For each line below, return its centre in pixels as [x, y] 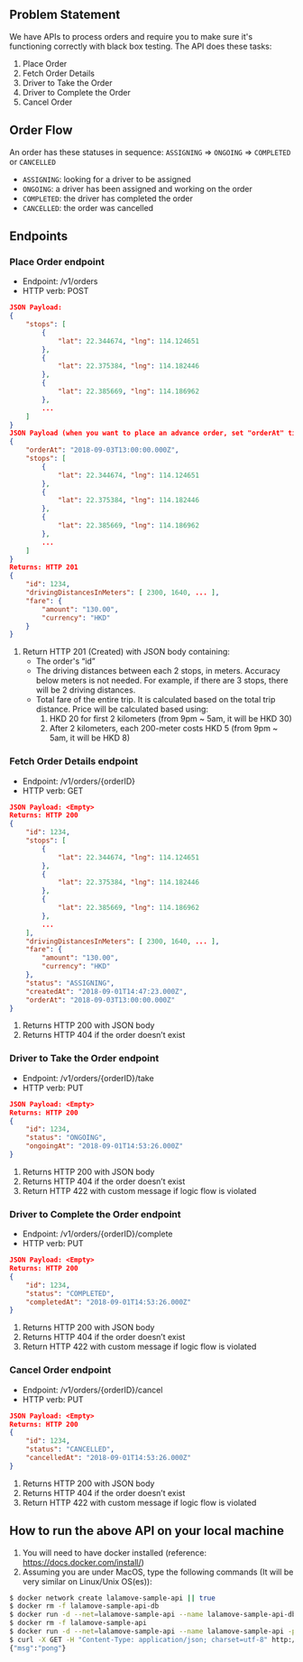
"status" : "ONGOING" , [66, 1138]
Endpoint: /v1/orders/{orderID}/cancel [92, 1390]
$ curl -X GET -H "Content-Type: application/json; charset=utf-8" [139, 1639]
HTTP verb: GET [53, 790]
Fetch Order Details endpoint [74, 761]
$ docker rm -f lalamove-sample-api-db [84, 1606]
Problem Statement [65, 15]
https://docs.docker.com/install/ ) [83, 1562]
